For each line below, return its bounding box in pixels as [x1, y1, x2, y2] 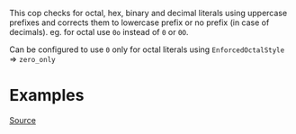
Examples [9, 85, 85, 106]
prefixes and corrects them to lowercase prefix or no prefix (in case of [9, 17, 270, 28]
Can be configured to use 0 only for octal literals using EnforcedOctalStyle [9, 44, 285, 55]
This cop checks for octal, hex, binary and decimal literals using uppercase [9, 8, 288, 18]
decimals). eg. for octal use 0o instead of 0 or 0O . [9, 27, 189, 37]
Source [9, 114, 36, 125]
